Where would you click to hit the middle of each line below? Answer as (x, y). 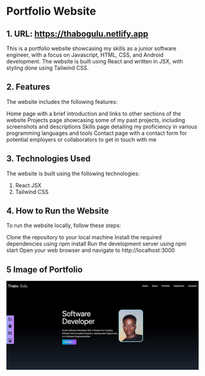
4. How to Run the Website (58, 211)
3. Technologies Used (49, 159)
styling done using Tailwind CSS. (48, 68)
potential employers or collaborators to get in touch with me (81, 139)
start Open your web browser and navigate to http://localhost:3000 (91, 250)
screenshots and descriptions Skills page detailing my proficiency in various (102, 126)
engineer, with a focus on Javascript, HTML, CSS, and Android (85, 55)
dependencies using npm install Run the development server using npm (97, 244)
